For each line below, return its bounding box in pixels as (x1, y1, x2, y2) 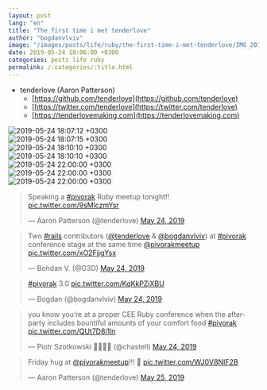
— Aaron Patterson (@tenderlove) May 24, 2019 (27, 215, 185, 225)
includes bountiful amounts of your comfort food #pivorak (47, 318, 237, 327)
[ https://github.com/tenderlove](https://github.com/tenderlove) (31, 93, 238, 103)
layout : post (8, 11, 52, 20)
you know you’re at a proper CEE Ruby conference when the (27, 309, 226, 319)
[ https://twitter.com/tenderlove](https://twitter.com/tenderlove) (31, 102, 238, 111)
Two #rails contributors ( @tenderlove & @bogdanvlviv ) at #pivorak (27, 231, 247, 241)
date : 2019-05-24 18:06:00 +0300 (8, 48, 119, 56)
